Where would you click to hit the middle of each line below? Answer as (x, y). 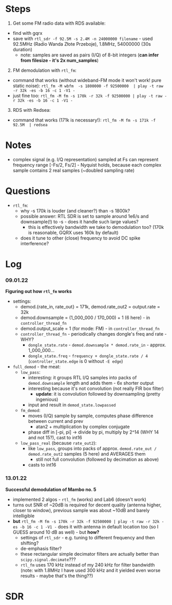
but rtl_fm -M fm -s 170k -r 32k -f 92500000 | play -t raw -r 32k (86, 521)
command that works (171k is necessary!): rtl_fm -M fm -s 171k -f (84, 120)
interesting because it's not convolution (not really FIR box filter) (96, 388)
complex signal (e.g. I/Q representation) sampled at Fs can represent (85, 159)
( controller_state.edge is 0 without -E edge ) (75, 361)
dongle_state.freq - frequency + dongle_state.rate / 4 (88, 356)
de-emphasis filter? (41, 548)
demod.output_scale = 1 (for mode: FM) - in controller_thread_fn (90, 328)
